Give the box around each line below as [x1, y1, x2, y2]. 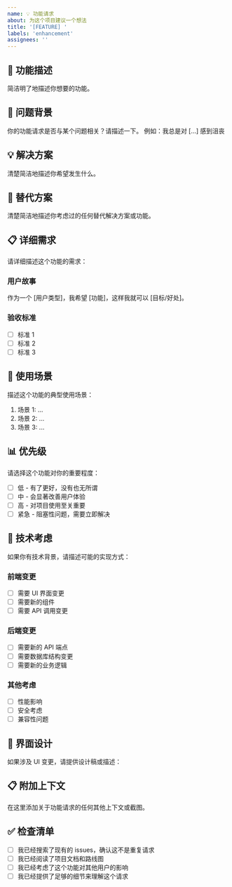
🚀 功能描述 [7, 64, 53, 76]
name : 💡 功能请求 [7, 10, 55, 18]
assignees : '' [7, 37, 49, 44]
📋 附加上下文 [7, 780, 66, 792]
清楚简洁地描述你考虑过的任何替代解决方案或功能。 [7, 211, 155, 220]
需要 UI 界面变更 [17, 589, 64, 597]
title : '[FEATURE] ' [7, 23, 68, 30]
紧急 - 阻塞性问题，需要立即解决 [17, 510, 111, 518]
